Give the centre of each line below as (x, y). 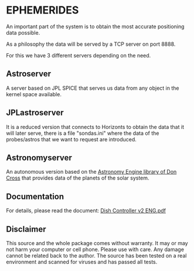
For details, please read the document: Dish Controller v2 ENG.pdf (86, 211)
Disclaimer (26, 229)
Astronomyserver (39, 157)
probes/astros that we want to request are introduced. (71, 139)
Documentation (35, 196)
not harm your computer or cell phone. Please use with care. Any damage (95, 249)
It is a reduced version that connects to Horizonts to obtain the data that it (95, 127)
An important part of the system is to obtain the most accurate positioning (95, 26)
